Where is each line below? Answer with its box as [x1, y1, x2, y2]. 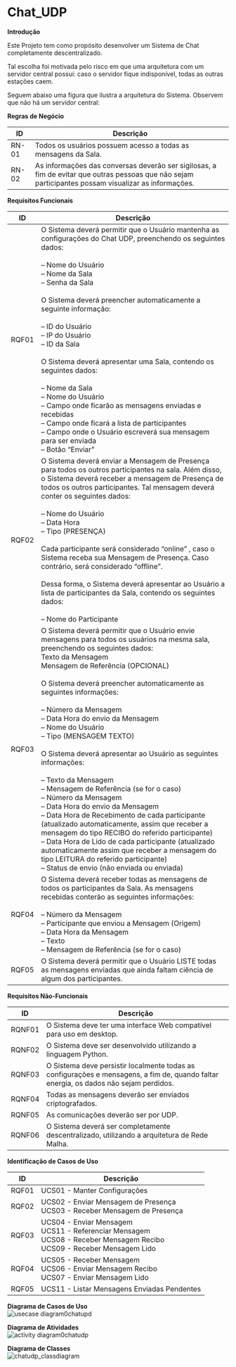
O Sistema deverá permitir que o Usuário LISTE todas [41, 956, 216, 965]
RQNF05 [11, 1110, 40, 1119]
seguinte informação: [41, 304, 111, 314]
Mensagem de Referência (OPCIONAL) [41, 660, 170, 670]
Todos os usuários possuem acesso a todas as [34, 140, 190, 150]
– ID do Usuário [41, 321, 92, 331]
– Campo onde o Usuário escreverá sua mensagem [41, 427, 210, 437]
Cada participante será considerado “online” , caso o [41, 544, 216, 553]
